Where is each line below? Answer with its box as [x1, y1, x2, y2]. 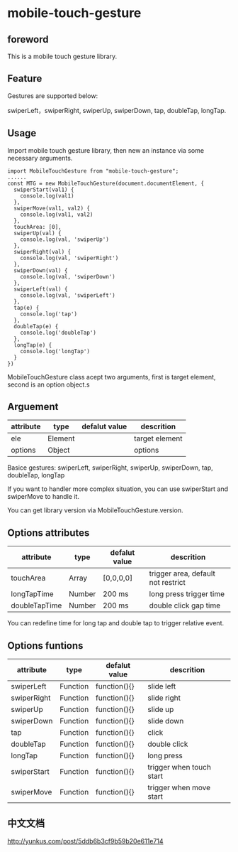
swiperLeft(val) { [13, 286, 69, 293]
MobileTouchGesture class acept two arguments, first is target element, [7, 372, 216, 381]
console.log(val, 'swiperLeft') [20, 291, 115, 299]
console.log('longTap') [20, 347, 91, 355]
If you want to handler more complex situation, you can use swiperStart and [7, 485, 229, 493]
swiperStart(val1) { [13, 186, 74, 193]
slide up [147, 705, 174, 715]
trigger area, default [149, 568, 216, 578]
